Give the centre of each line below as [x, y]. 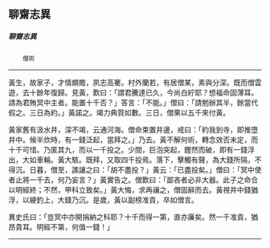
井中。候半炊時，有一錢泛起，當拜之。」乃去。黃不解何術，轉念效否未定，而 [133, 140]
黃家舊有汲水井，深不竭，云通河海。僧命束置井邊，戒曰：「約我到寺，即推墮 [133, 130]
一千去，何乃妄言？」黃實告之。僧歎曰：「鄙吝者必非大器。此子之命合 [144, 180]
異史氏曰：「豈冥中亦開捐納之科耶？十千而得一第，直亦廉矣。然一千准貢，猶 [133, 217]
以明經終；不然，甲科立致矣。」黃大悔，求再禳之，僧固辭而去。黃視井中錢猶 [133, 190]
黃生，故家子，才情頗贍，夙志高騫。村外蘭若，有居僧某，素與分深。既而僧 [131, 83]
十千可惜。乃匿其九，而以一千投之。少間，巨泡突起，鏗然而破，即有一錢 [128, 150]
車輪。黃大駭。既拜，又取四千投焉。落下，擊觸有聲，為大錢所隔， [145, 160]
